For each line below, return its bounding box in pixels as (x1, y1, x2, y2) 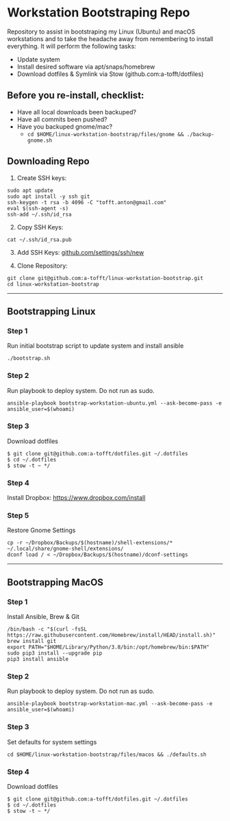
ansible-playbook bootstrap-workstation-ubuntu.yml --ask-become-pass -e (7, 399, 222, 407)
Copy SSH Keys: (16, 223, 64, 231)
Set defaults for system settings (7, 737, 97, 746)
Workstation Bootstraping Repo (7, 5, 190, 21)
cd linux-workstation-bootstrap (7, 281, 99, 288)
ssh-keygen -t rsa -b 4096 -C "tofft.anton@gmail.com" (7, 199, 167, 206)
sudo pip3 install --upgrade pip (7, 650, 103, 657)
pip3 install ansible (7, 656, 69, 663)
